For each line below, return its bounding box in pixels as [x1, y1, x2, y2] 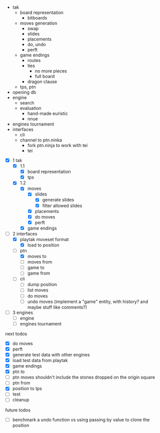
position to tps [12, 385, 42, 391]
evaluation [19, 105, 41, 111]
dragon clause [27, 78, 57, 84]
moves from [27, 259, 52, 265]
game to [27, 264, 45, 270]
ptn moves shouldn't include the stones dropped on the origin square [12, 374, 155, 380]
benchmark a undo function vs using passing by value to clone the [12, 416, 150, 422]
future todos [5, 407, 31, 413]
